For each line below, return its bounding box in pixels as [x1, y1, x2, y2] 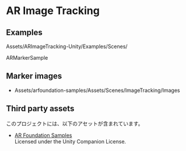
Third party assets [6, 104, 75, 114]
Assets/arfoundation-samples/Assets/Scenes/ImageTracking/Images [14, 87, 180, 94]
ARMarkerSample [6, 54, 48, 61]
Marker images [6, 71, 62, 81]
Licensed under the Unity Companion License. [14, 138, 127, 145]
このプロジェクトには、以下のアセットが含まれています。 [6, 120, 143, 127]
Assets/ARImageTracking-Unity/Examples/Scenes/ [6, 43, 128, 50]
